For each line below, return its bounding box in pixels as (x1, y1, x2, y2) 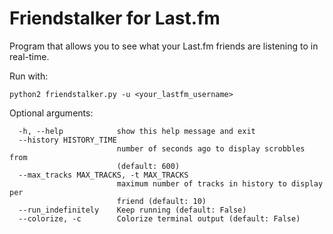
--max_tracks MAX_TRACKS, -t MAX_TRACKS (18, 170, 189, 180)
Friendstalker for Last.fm (9, 7, 221, 30)
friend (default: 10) (116, 196, 207, 206)
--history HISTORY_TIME (18, 135, 117, 145)
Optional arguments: (9, 107, 94, 119)
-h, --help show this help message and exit (18, 126, 256, 136)
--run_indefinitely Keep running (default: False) (18, 205, 247, 215)
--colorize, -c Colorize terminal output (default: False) (18, 213, 301, 224)
